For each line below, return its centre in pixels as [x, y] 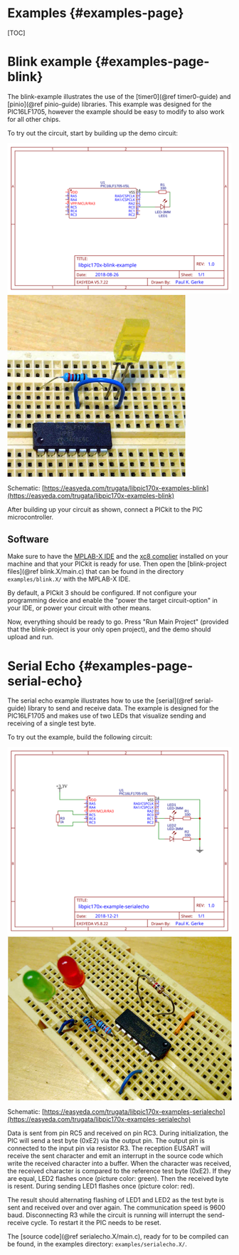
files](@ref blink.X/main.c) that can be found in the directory [96, 572]
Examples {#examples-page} [96, 13]
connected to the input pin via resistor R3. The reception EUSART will [109, 1148]
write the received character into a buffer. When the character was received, [119, 1164]
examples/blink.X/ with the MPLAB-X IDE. [69, 579]
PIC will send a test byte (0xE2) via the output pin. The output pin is [106, 1141]
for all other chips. [34, 119]
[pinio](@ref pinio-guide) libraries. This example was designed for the [110, 104]
